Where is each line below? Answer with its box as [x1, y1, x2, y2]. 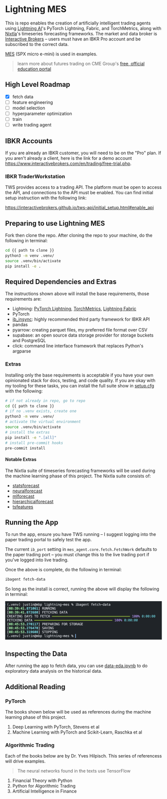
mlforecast [12, 493, 35, 499]
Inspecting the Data [5, 649, 68, 658]
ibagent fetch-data [5, 577, 46, 582]
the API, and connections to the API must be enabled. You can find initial [5, 190, 153, 196]
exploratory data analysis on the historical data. [5, 668, 102, 674]
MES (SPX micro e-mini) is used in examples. [5, 51, 98, 57]
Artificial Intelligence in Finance [12, 788, 77, 795]
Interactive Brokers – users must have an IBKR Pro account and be [5, 36, 141, 42]
